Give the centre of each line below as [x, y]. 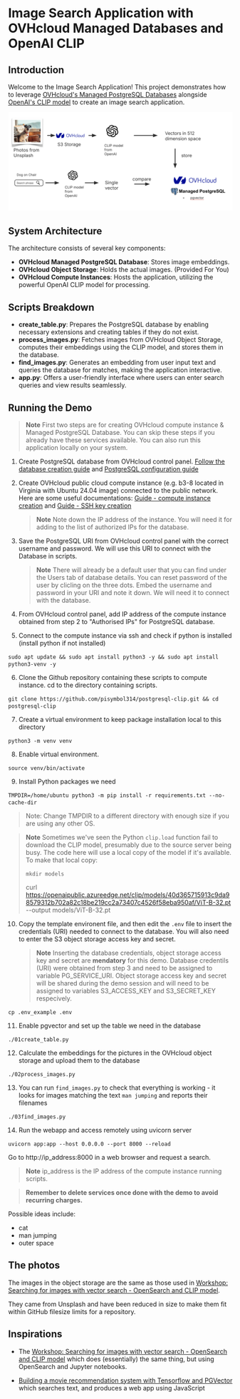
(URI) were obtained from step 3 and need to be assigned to [124, 968]
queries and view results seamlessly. [72, 385]
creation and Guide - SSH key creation [75, 506]
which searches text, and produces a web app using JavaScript [111, 1388]
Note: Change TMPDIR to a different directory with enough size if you [127, 816]
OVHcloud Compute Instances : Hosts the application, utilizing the [116, 277]
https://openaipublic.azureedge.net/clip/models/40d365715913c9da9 [127, 895]
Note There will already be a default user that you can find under [131, 570]
